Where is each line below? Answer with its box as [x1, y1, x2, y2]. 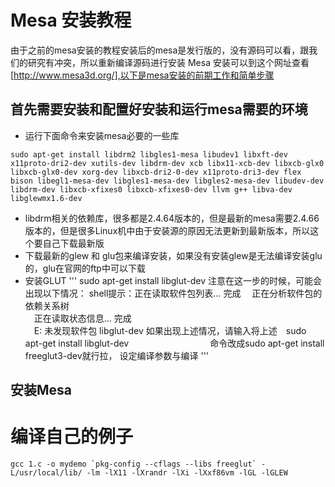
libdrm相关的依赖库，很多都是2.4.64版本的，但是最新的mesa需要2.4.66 [24, 212, 320, 224]
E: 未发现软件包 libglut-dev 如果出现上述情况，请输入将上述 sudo [33, 324, 307, 336]
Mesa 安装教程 [10, 9, 132, 32]
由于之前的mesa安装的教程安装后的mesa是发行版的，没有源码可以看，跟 [10, 44, 310, 56]
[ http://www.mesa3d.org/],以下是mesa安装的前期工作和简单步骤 [10, 69, 275, 81]
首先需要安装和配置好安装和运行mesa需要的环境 [10, 101, 308, 118]
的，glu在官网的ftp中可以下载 [24, 262, 146, 274]
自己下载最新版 [42, 237, 105, 249]
